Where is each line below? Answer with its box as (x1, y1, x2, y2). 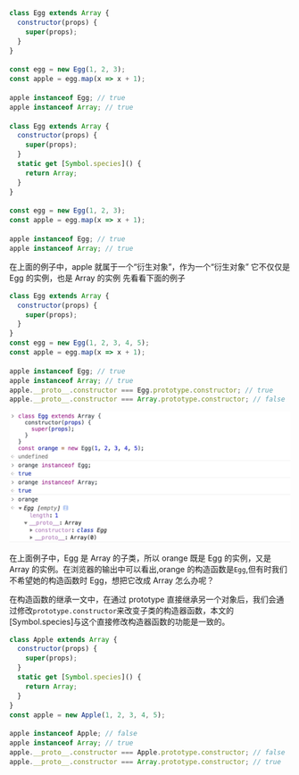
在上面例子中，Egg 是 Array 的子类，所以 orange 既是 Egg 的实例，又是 (9, 553, 272, 563)
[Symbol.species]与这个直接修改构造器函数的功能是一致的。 (9, 616, 230, 627)
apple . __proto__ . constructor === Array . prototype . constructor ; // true (9, 757, 281, 766)
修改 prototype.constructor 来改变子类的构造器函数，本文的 (16, 604, 235, 615)
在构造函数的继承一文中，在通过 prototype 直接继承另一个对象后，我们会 (9, 594, 277, 604)
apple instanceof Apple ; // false (9, 729, 138, 738)
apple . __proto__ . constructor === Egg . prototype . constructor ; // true (9, 386, 274, 395)
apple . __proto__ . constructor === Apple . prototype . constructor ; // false (9, 748, 286, 757)
